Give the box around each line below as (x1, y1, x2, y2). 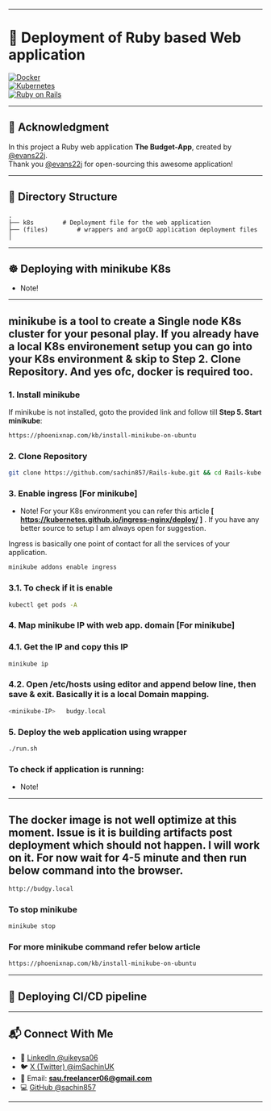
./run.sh (8, 745, 38, 753)
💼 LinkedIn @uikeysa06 (19, 1052, 98, 1062)
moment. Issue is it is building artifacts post (8, 825, 232, 839)
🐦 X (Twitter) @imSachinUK (19, 1062, 115, 1071)
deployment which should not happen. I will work (8, 838, 261, 852)
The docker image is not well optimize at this (8, 812, 237, 827)
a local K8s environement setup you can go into (8, 340, 252, 353)
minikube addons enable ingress (8, 563, 117, 571)
